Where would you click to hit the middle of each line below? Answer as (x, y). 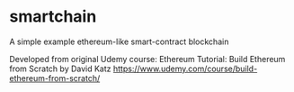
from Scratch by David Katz (60, 69)
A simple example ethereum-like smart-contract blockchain (119, 41)
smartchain (53, 17)
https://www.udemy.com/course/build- (185, 69)
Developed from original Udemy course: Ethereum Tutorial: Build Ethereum (147, 59)
